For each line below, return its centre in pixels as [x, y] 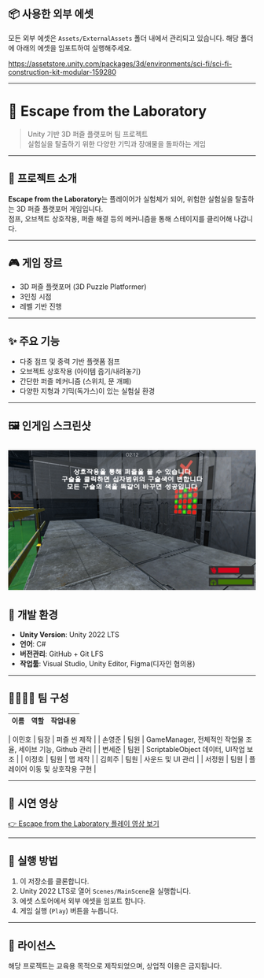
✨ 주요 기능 [34, 341]
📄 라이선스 [32, 945]
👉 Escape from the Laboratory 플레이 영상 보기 [84, 824]
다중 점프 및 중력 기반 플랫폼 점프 [70, 361]
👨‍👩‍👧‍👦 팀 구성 [38, 698]
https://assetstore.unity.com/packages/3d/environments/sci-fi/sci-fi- [120, 63]
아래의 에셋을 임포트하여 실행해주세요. [74, 48]
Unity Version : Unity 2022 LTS [69, 634]
